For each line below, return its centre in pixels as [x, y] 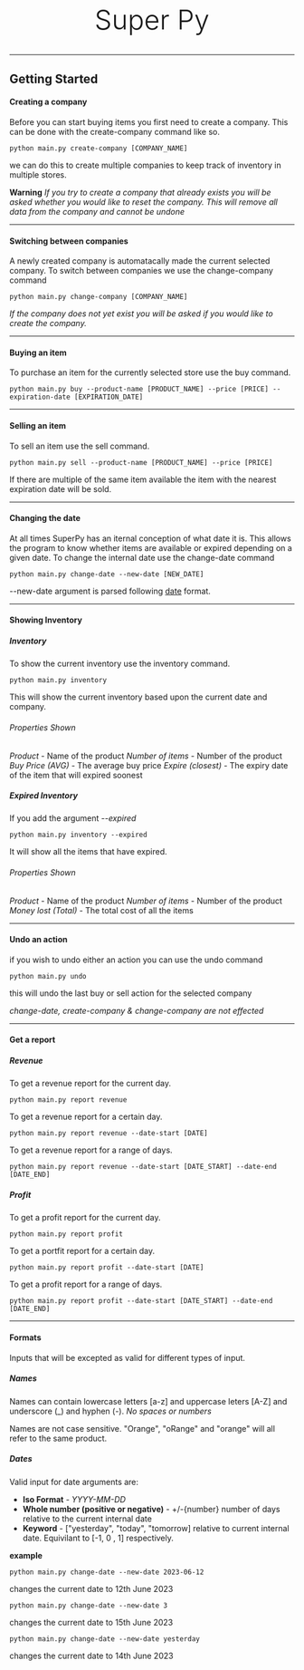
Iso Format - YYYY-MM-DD [74, 1499]
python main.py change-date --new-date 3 [89, 1605]
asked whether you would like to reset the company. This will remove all [144, 202]
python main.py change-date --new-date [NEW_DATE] [107, 574]
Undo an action [38, 940]
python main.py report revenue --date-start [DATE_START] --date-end [143, 1167]
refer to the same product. [58, 1438]
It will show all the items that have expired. [88, 852]
